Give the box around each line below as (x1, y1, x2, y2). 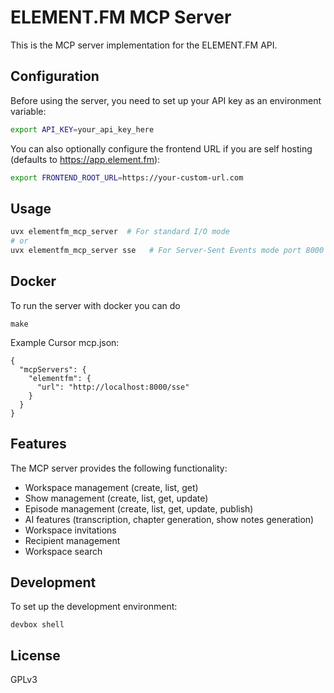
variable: (10, 105, 47, 117)
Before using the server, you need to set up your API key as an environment (10, 94, 322, 106)
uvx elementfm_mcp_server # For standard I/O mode (10, 227, 230, 237)
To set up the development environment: (10, 601, 178, 613)
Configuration (10, 68, 100, 85)
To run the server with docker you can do (10, 299, 181, 311)
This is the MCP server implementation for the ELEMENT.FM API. (10, 39, 278, 51)
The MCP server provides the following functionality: (10, 462, 228, 474)
